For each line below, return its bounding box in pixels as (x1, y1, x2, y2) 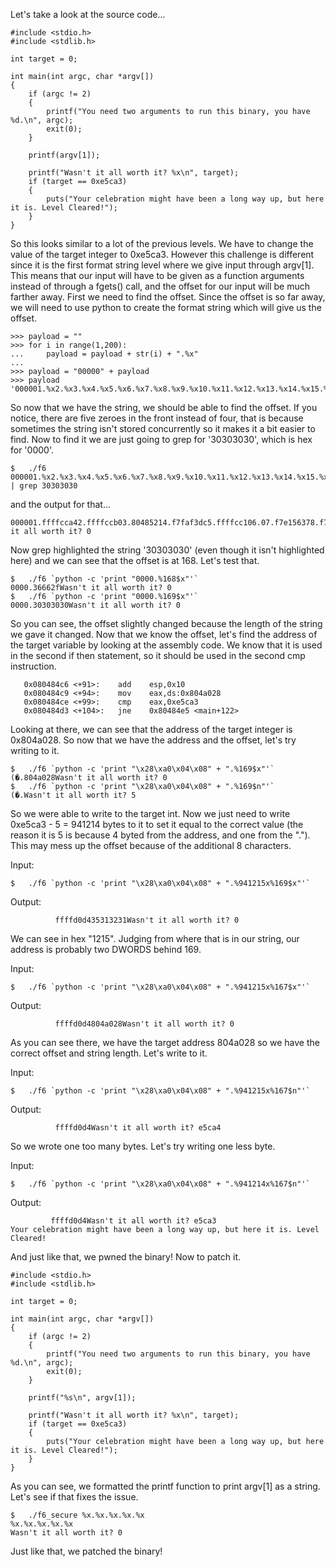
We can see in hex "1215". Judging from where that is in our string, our (10, 933, 300, 944)
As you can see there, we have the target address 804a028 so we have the (10, 1037, 320, 1048)
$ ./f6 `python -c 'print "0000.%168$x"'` (10, 574, 199, 584)
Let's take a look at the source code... (10, 9, 166, 20)
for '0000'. (10, 444, 54, 456)
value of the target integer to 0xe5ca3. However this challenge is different (10, 249, 315, 260)
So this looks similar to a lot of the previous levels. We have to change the (10, 238, 314, 249)
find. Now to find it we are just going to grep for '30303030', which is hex (10, 434, 313, 445)
